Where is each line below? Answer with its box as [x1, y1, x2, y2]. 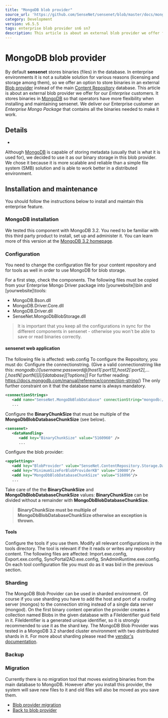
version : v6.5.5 [5, 21, 39, 27]
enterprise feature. [5, 204, 44, 210]
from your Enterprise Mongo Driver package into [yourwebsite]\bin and [5, 282, 152, 288]
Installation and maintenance [5, 185, 98, 194]
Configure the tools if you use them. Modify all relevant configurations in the [5, 540, 162, 547]
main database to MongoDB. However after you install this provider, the [5, 681, 152, 687]
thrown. [17, 517, 34, 523]
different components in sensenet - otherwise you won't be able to [17, 328, 155, 334]
